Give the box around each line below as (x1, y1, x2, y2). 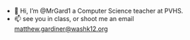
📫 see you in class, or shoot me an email (13, 15, 134, 22)
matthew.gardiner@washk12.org (13, 25, 108, 33)
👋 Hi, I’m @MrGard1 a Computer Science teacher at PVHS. (13, 7, 184, 15)
